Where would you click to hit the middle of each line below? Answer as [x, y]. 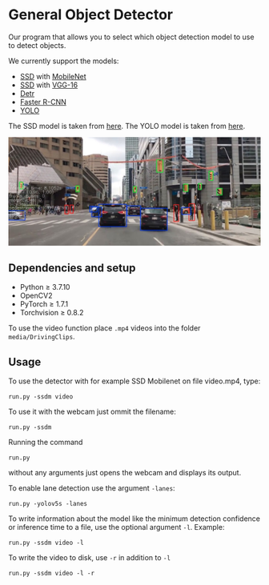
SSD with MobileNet [53, 76]
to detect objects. [37, 45]
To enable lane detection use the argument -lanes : [92, 488]
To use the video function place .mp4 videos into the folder [104, 328]
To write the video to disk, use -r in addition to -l [89, 558]
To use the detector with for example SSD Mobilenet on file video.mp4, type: [134, 381]
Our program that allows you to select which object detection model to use [131, 37]
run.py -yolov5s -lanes [48, 504]
